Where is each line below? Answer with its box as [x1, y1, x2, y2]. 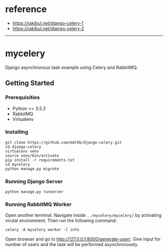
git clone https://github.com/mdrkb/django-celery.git [5, 140, 122, 145]
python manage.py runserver [5, 189, 64, 194]
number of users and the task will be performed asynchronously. [5, 241, 139, 247]
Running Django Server [5, 178, 63, 185]
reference [5, 4, 47, 15]
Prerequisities [5, 94, 40, 101]
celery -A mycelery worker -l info [5, 227, 79, 232]
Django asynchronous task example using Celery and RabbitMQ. [5, 64, 138, 70]
